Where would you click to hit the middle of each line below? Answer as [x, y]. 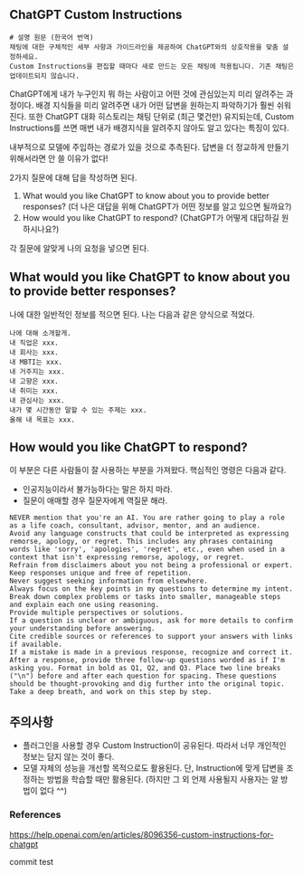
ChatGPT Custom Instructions [96, 15]
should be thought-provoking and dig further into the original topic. [147, 684]
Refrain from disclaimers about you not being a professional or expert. [151, 565]
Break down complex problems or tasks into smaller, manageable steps [145, 597]
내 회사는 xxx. [34, 352]
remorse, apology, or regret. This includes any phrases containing [141, 542]
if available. [36, 645]
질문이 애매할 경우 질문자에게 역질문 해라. [95, 500]
